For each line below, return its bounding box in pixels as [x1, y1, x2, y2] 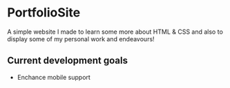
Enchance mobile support [17, 73, 91, 81]
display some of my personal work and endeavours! [7, 34, 155, 43]
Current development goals [7, 55, 128, 67]
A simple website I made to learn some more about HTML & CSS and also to [7, 27, 223, 36]
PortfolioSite [7, 5, 81, 21]
